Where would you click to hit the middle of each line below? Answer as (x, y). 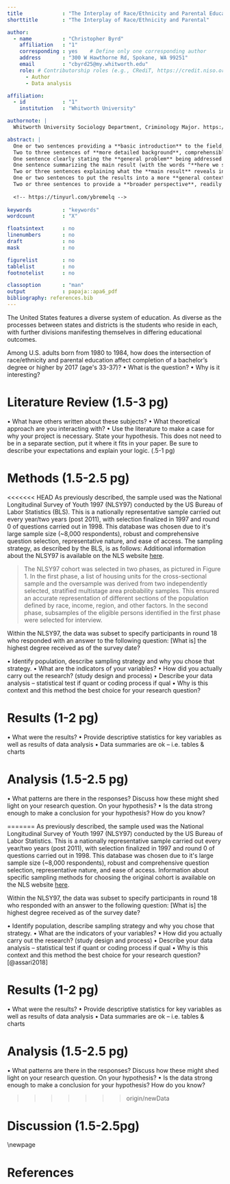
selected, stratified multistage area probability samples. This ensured (121, 590)
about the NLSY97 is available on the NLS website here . (86, 555)
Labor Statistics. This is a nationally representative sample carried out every (114, 841)
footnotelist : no (41, 273)
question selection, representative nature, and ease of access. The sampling (115, 541)
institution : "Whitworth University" (78, 108)
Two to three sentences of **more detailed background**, (98, 152)
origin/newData (148, 1098)
